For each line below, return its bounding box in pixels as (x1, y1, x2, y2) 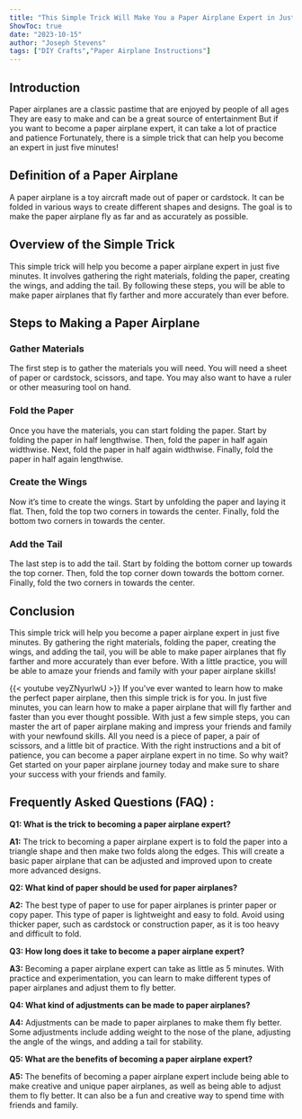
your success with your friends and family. (9, 768, 167, 779)
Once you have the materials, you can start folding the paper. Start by (9, 424, 267, 436)
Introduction (9, 80, 81, 95)
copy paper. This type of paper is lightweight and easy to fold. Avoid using (9, 909, 285, 919)
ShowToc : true (9, 22, 63, 31)
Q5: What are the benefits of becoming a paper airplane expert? (9, 1053, 253, 1064)
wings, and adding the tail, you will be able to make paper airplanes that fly (9, 646, 287, 657)
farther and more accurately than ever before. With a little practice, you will (9, 655, 288, 666)
